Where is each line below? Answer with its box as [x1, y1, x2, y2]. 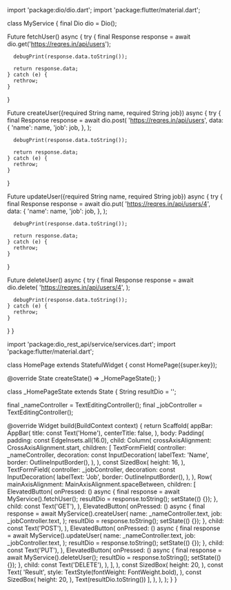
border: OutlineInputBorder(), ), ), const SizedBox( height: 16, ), [7, 458, 185, 466]
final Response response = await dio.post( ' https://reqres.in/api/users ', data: [7, 116, 224, 124]
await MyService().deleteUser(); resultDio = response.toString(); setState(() [7, 553, 221, 561]
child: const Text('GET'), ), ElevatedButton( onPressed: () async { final [7, 502, 205, 510]
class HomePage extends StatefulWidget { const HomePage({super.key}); [7, 361, 217, 369]
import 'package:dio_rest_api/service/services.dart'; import [7, 340, 176, 348]
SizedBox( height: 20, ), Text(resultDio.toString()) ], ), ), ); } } [7, 576, 177, 583]
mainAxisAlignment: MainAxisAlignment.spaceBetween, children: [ [7, 480, 197, 488]
